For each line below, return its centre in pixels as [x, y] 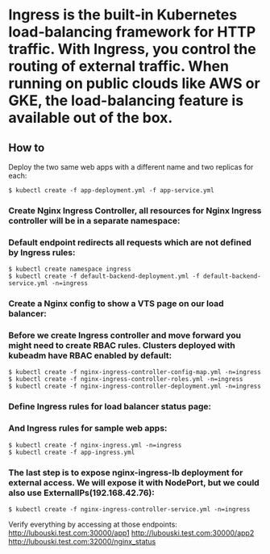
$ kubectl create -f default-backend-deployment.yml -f [104, 276]
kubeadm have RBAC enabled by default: [90, 355]
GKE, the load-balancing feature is [126, 101]
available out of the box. [91, 118]
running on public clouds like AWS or [134, 84]
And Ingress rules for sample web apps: [88, 428]
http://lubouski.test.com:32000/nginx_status [82, 541]
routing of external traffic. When [119, 67]
